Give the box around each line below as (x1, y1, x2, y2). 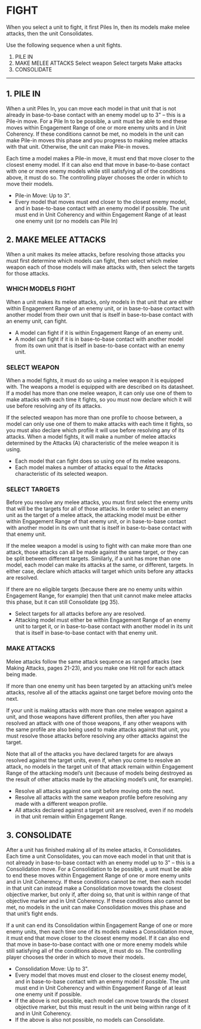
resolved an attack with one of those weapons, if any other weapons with (6, 719, 187, 727)
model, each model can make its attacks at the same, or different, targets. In (6, 562, 194, 569)
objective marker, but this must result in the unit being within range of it (14, 1003, 191, 1010)
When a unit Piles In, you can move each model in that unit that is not (6, 104, 176, 112)
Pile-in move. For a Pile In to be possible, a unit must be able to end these (6, 118, 187, 125)
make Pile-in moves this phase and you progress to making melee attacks (6, 136, 188, 144)
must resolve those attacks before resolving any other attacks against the (6, 732, 188, 739)
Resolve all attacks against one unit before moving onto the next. (14, 787, 175, 794)
